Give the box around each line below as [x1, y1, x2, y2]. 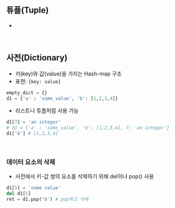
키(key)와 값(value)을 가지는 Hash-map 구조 [15, 70, 122, 77]
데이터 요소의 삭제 [6, 158, 56, 166]
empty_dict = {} [6, 89, 47, 95]
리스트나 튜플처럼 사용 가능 [15, 107, 79, 114]
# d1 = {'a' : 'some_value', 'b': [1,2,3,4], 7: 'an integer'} [6, 125, 170, 131]
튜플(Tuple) [6, 5, 49, 16]
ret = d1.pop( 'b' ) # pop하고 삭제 [6, 196, 89, 203]
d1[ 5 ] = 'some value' [6, 185, 61, 191]
